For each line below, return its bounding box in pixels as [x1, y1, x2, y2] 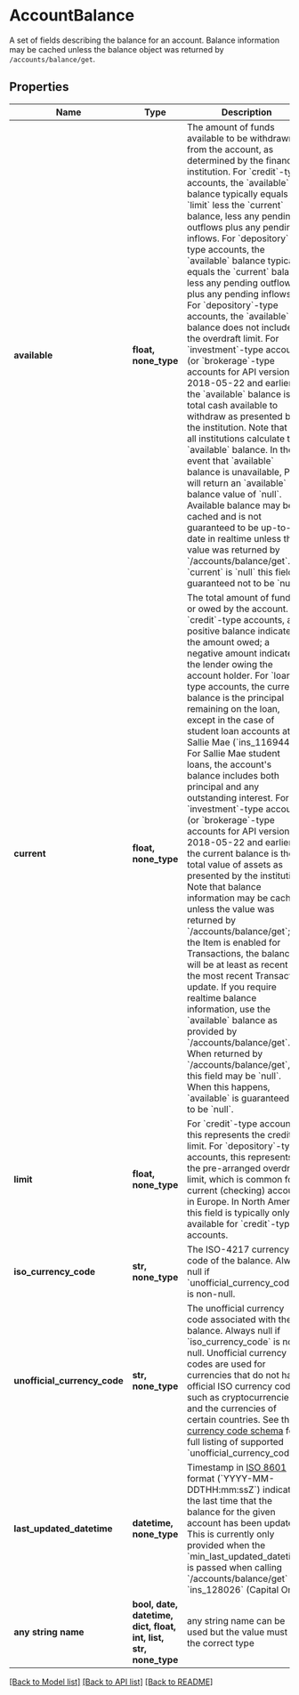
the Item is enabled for [186, 936, 281, 948]
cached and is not [186, 510, 263, 522]
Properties [9, 79, 69, 94]
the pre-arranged [186, 1162, 261, 1174]
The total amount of [186, 591, 270, 603]
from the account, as [186, 143, 274, 156]
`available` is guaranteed [186, 1092, 290, 1104]
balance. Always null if [186, 1324, 281, 1336]
